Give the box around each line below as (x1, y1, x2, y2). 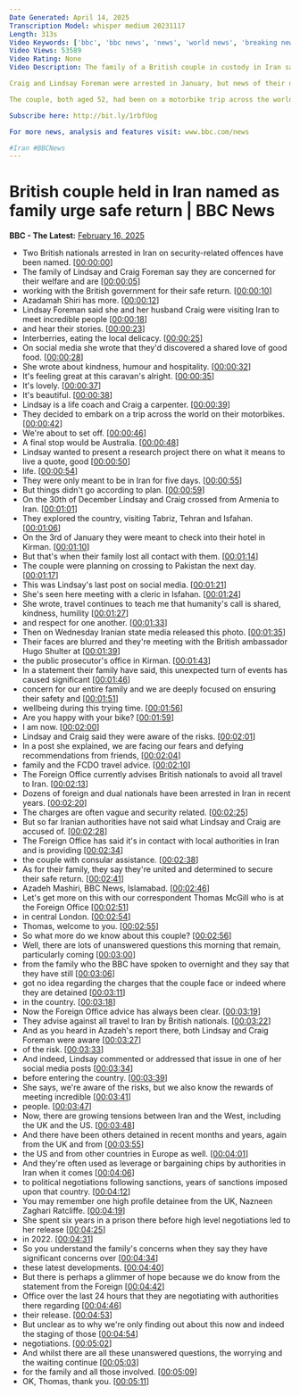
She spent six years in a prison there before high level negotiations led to (21, 1215, 291, 1225)
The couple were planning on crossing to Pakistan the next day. (21, 560, 256, 571)
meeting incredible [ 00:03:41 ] (21, 1092, 131, 1102)
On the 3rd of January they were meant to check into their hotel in (21, 532, 266, 543)
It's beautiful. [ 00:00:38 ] (21, 390, 113, 401)
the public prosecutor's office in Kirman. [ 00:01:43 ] (21, 655, 212, 666)
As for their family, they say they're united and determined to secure (21, 864, 274, 875)
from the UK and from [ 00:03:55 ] (21, 1139, 145, 1150)
